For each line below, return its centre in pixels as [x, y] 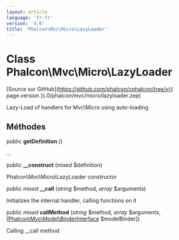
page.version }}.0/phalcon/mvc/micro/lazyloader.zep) [74, 96]
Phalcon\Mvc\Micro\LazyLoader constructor [61, 177]
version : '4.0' [26, 23]
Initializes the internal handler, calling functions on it [72, 200]
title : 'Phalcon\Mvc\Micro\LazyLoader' [57, 29]
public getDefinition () [34, 141]
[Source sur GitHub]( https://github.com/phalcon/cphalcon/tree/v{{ [90, 89]
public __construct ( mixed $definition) [54, 165]
